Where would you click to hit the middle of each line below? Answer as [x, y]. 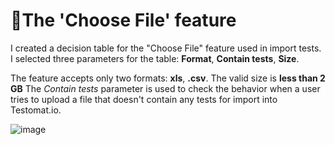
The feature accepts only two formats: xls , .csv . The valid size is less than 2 [168, 78]
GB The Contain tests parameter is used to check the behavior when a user [165, 88]
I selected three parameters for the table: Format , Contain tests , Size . [155, 58]
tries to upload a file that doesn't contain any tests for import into [144, 99]
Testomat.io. [36, 110]
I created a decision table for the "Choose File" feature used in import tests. [166, 48]
